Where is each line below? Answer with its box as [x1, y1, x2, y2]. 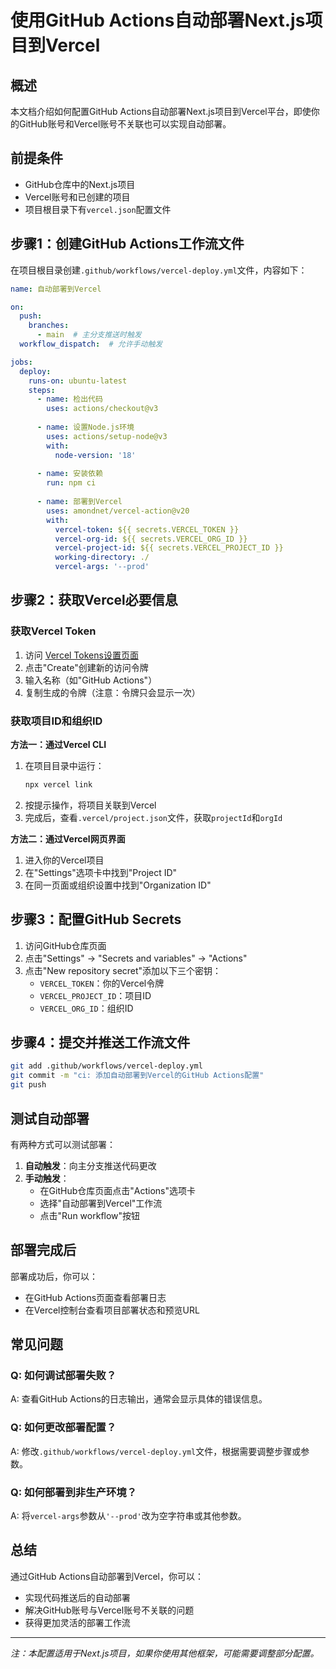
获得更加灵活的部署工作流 [24, 1616, 131, 1628]
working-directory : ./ [54, 552, 150, 563]
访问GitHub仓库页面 [24, 939, 107, 951]
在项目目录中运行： [24, 759, 105, 771]
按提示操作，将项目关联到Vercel [24, 799, 157, 811]
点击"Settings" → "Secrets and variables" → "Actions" [24, 952, 248, 964]
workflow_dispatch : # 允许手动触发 [19, 339, 163, 349]
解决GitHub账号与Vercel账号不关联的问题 [24, 1604, 195, 1616]
